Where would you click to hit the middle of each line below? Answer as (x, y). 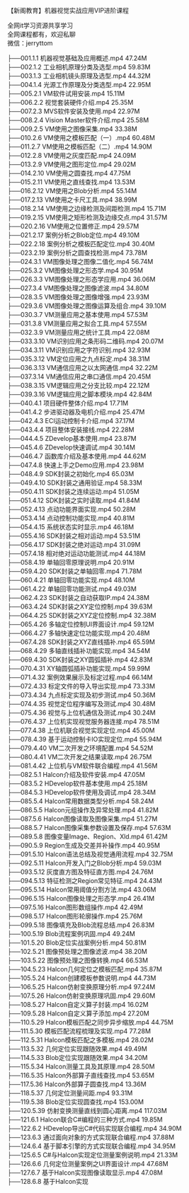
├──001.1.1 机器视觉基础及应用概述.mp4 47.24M (77, 58)
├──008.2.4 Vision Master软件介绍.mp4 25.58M (78, 120)
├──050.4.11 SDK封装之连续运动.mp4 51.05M (73, 491)
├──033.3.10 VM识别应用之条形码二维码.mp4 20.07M (86, 341)
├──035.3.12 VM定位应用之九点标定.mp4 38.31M (79, 359)
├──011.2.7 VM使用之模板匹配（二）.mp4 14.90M (80, 146)
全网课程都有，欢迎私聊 (41, 34)
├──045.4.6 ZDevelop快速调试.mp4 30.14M (71, 447)
